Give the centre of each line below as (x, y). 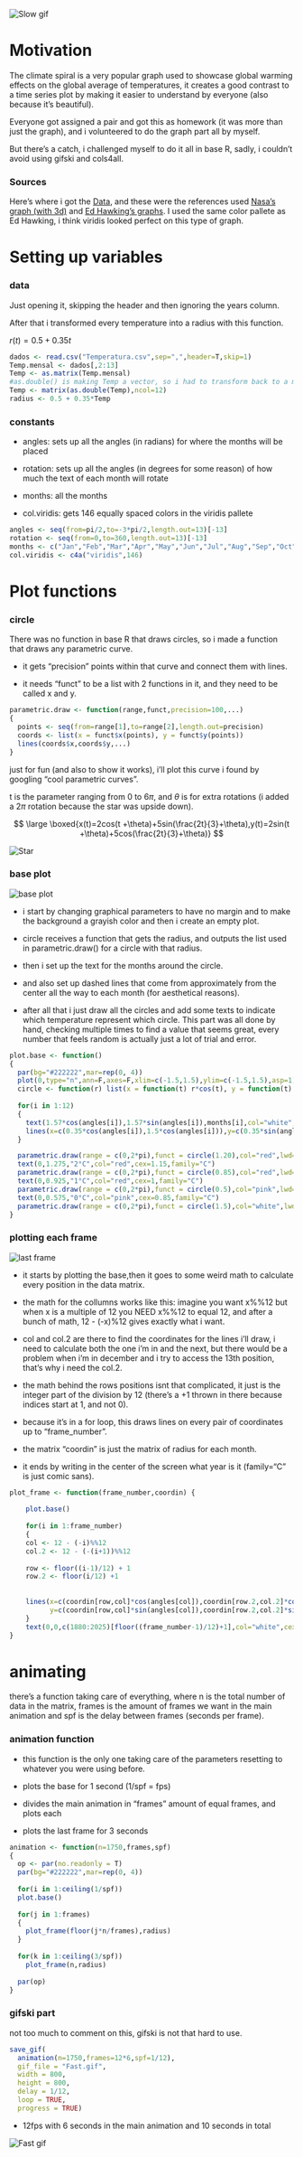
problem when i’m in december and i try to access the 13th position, (148, 1358)
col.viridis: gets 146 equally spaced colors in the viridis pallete (138, 513)
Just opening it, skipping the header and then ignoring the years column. (144, 305)
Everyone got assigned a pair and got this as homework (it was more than (146, 121)
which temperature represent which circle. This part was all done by (149, 1019)
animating (48, 1671)
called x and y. (49, 694)
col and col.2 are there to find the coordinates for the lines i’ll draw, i (149, 1338)
